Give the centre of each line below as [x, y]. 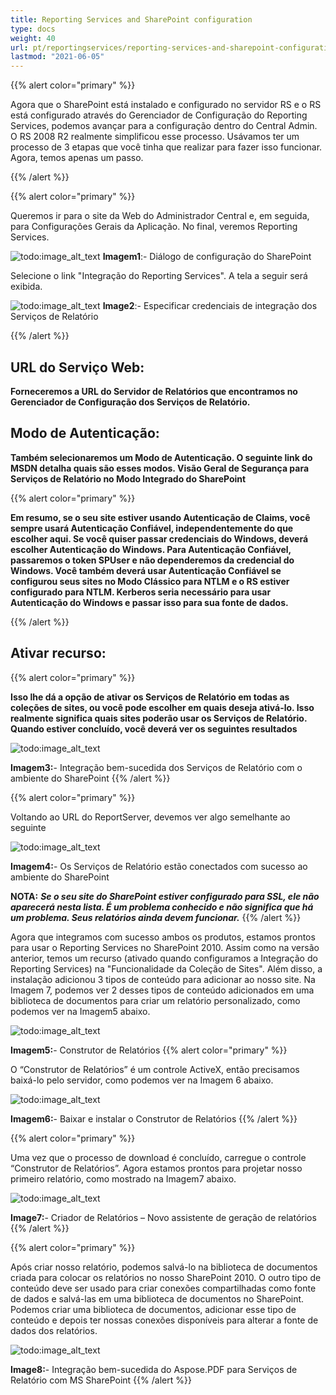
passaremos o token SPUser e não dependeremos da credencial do [152, 560]
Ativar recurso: [58, 653]
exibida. [26, 287]
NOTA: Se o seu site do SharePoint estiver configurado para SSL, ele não [165, 896]
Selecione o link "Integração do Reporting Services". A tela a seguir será [159, 276]
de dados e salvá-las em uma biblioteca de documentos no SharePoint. [157, 1298]
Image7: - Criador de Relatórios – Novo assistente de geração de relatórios [163, 1217]
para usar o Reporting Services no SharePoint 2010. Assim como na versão [165, 947]
